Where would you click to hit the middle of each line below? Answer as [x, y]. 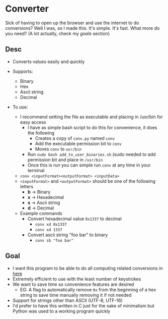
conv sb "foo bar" [54, 240]
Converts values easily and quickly [49, 62]
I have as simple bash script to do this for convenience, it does [92, 127]
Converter [27, 9]
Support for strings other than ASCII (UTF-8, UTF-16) [68, 300]
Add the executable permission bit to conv [78, 143]
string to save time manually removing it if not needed [76, 295]
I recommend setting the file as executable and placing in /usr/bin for [92, 117]
